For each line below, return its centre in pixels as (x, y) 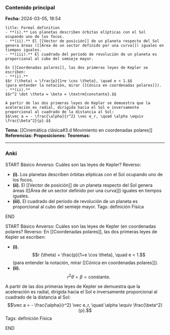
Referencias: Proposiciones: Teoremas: (48, 136)
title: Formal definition (32, 28)
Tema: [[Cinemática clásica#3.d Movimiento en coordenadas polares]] (79, 130)
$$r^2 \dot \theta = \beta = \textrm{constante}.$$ (61, 94)
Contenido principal (30, 8)
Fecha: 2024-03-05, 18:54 (33, 19)
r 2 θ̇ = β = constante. (89, 276)
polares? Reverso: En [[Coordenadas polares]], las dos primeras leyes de (81, 231)
